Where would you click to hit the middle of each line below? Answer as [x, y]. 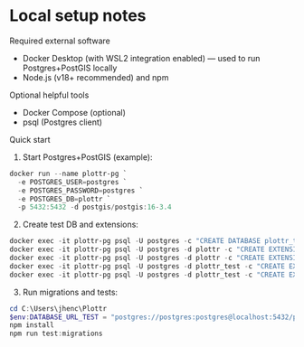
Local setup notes [78, 16]
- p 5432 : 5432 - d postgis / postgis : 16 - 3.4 [95, 207]
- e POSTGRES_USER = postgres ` [72, 182]
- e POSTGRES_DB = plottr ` [64, 199]
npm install [32, 325]
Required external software [60, 41]
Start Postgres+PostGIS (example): [87, 157]
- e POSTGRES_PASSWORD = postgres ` [81, 191]
